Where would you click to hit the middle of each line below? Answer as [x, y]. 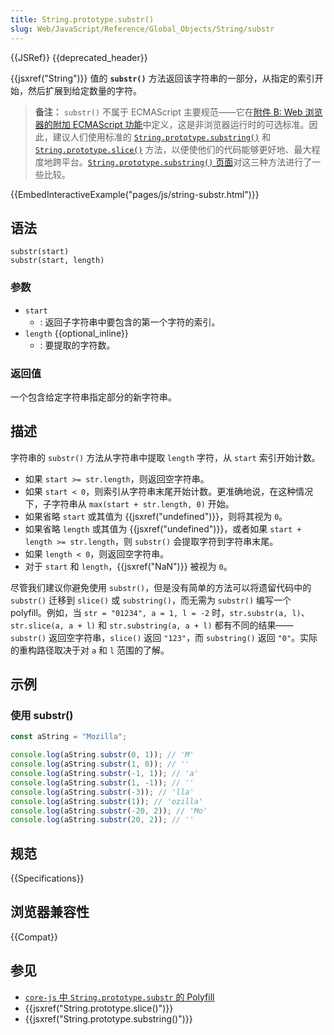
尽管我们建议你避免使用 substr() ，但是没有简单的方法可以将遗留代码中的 [161, 587]
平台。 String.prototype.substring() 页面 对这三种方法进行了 [187, 162]
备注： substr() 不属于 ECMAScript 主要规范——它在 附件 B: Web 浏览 [178, 112]
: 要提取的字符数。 [77, 345]
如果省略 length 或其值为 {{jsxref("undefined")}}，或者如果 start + [163, 528]
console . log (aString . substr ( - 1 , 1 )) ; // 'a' [104, 774]
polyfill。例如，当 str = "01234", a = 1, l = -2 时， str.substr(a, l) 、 [160, 612]
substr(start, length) [57, 261]
